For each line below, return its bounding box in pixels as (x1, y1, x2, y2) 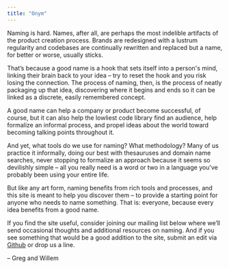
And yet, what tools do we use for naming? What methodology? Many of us (7, 141, 219, 149)
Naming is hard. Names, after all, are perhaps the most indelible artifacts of (7, 29, 219, 37)
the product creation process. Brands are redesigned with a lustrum (7, 36, 198, 44)
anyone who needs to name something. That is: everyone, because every (7, 198, 214, 206)
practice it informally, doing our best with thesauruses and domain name (7, 149, 211, 157)
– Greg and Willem (7, 254, 59, 262)
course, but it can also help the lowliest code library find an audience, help (7, 114, 217, 122)
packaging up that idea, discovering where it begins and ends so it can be (7, 86, 215, 94)
